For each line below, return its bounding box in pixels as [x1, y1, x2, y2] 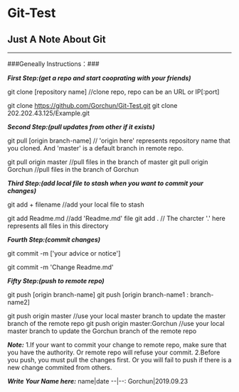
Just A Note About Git [7, 33, 106, 45]
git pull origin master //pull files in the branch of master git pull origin [7, 158, 208, 166]
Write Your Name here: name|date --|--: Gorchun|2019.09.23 [7, 377, 188, 385]
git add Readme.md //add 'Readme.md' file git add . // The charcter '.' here [7, 214, 226, 222]
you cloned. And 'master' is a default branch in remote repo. [7, 144, 184, 152]
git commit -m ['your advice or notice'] [7, 249, 121, 257]
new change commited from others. [7, 364, 112, 371]
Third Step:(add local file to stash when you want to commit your [7, 179, 204, 187]
